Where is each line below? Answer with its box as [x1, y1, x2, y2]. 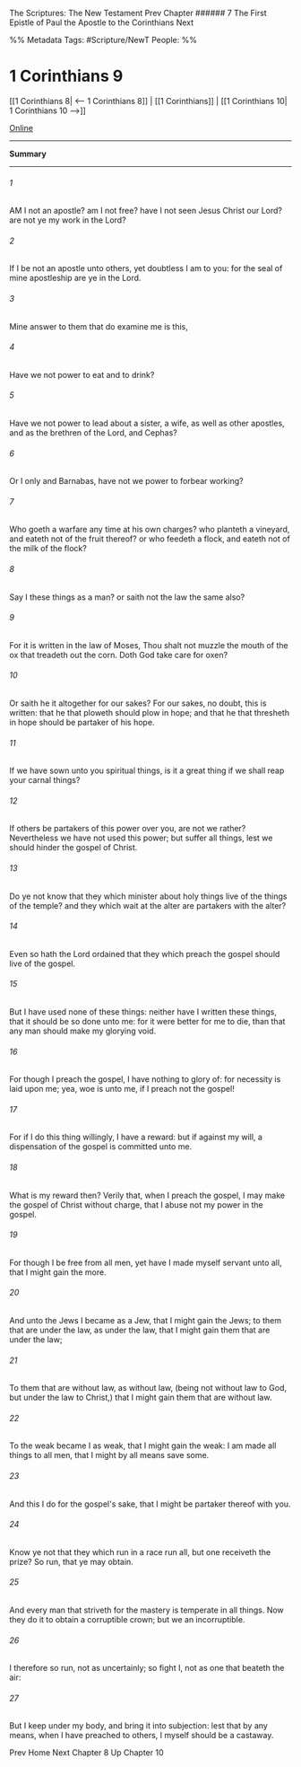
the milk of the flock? [9, 543, 87, 554]
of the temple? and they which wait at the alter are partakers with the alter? [9, 900, 287, 910]
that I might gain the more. [9, 1266, 107, 1278]
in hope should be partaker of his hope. [9, 716, 155, 727]
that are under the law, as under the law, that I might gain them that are [9, 1324, 271, 1335]
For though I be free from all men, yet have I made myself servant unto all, [9, 1257, 282, 1268]
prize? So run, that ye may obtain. [9, 1556, 134, 1567]
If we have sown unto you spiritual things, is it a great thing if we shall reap [9, 765, 285, 776]
